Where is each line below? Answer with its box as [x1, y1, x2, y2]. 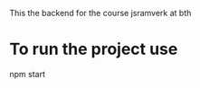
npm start [9, 68, 46, 79]
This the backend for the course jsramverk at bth [9, 8, 192, 18]
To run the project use [9, 40, 178, 59]
